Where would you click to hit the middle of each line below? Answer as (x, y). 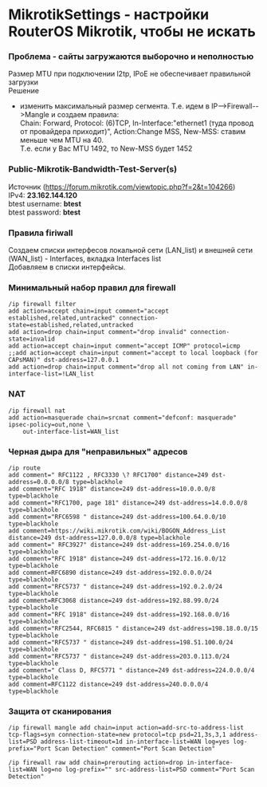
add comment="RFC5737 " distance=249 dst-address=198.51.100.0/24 (121, 642)
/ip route (25, 468)
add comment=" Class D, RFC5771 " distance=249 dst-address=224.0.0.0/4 (132, 670)
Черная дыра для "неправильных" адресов (98, 451)
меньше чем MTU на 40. (62, 140)
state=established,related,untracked (71, 325)
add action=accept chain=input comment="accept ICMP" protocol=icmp (124, 346)
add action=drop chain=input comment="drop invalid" (98, 333)
